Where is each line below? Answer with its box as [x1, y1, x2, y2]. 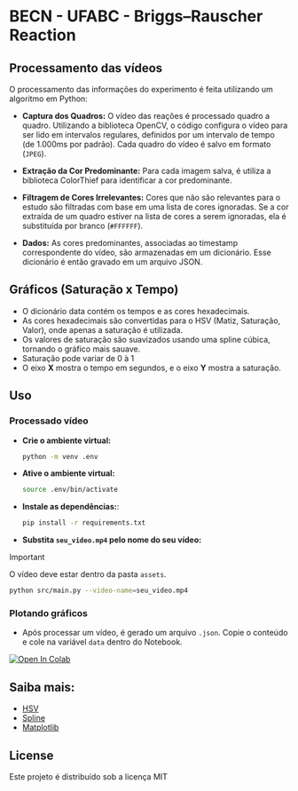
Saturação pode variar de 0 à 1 [21, 352, 135, 363]
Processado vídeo [9, 415, 89, 427]
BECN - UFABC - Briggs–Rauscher [9, 6, 263, 27]
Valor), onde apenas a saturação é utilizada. [21, 324, 184, 335]
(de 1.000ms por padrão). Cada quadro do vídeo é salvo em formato [21, 139, 271, 149]
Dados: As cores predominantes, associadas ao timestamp [21, 238, 238, 248]
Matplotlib [21, 722, 59, 733]
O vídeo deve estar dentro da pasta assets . [9, 569, 167, 580]
